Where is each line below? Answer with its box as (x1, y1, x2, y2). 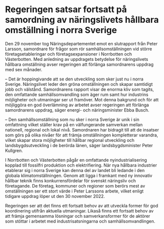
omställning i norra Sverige (5, 25, 117, 36)
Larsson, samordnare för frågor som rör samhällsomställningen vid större (5, 46, 152, 52)
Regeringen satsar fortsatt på (5, 4, 127, 15)
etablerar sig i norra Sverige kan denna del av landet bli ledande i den (5, 167, 145, 173)
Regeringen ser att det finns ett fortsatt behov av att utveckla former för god (5, 203, 159, 209)
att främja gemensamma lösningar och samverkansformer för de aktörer (5, 213, 150, 219)
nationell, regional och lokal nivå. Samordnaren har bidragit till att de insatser (5, 127, 159, 133)
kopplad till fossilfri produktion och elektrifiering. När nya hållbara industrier (5, 162, 157, 168)
